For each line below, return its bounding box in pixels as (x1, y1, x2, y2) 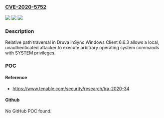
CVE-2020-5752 (5, 3, 46, 10)
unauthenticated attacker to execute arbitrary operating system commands (5, 44, 160, 50)
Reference (5, 75, 27, 81)
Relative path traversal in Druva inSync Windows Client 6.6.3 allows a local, (5, 39, 160, 45)
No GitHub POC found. (5, 108, 52, 114)
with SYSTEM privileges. (5, 50, 56, 56)
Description (5, 28, 34, 35)
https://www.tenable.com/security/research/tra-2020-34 (12, 86, 130, 92)
